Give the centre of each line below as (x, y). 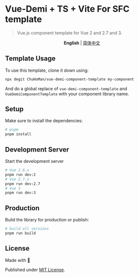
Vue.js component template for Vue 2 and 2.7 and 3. (69, 33)
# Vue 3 (13, 188)
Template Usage (30, 59)
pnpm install (18, 134)
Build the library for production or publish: (47, 220)
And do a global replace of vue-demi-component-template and (66, 88)
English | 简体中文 (82, 43)
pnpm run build (20, 233)
